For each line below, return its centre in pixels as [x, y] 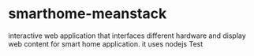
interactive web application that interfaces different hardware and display [127, 35]
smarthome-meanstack [88, 14]
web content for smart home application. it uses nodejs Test [106, 43]
